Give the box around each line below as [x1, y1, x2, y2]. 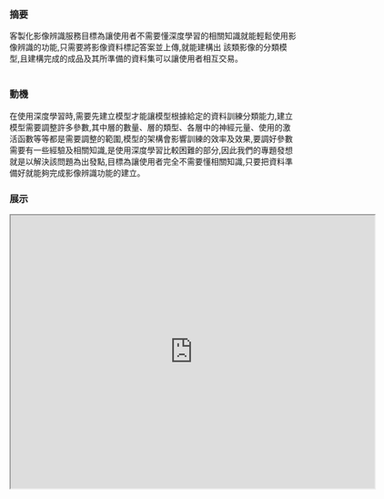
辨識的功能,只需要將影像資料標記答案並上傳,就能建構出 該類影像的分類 [16, 42, 280, 53]
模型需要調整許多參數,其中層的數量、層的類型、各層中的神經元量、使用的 [9, 121, 284, 133]
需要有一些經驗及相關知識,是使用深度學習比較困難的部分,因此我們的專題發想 [9, 144, 294, 156]
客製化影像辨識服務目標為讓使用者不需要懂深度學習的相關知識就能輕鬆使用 [9, 30, 288, 42]
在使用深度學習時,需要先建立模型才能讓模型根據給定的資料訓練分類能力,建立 [9, 110, 294, 121]
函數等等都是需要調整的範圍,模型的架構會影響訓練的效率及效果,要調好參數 [16, 133, 294, 144]
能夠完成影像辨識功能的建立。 [33, 167, 146, 178]
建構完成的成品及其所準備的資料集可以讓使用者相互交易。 [27, 53, 244, 65]
